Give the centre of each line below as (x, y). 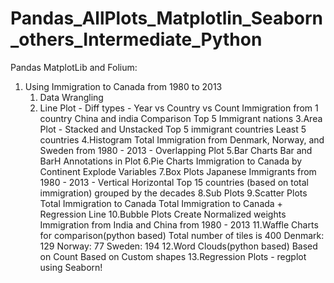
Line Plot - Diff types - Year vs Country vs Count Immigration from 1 (179, 108)
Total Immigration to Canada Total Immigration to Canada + (161, 203)
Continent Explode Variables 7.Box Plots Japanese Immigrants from (178, 171)
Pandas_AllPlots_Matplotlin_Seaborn (167, 18)
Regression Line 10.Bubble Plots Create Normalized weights (163, 214)
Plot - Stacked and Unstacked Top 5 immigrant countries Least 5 (173, 129)
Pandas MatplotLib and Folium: (74, 67)
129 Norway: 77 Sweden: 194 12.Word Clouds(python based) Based (178, 246)
